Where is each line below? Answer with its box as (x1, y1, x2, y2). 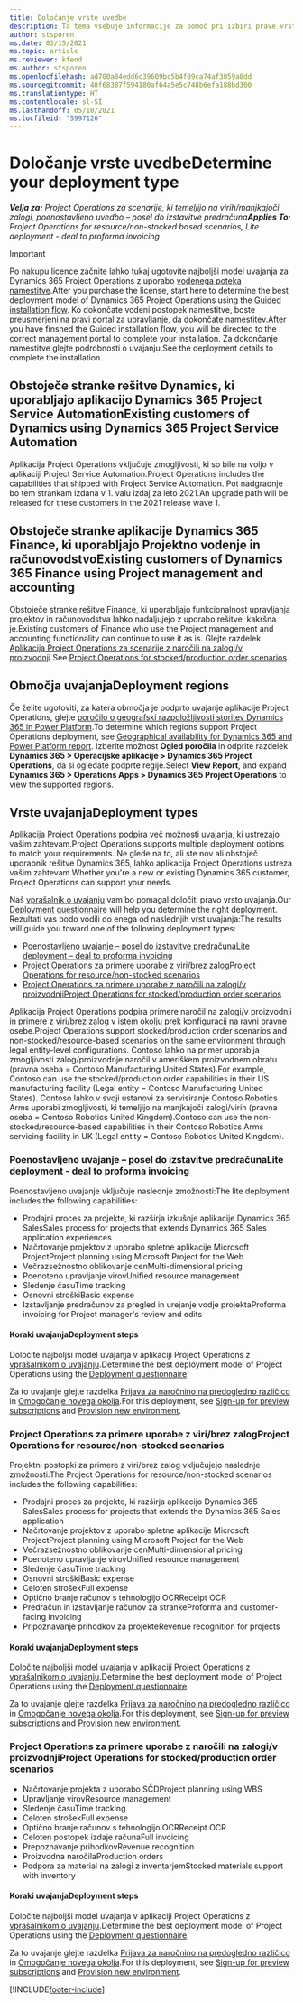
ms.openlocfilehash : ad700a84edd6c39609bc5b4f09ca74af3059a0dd (9, 72, 252, 81)
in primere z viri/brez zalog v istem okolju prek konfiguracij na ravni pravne (9, 1016, 287, 1026)
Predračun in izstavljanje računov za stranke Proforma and (22, 1602, 238, 1613)
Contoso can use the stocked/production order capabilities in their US (9, 1073, 269, 1084)
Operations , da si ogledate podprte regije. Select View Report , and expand (9, 760, 287, 771)
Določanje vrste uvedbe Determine (9, 153, 272, 173)
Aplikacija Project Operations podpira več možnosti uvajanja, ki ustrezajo (9, 828, 280, 840)
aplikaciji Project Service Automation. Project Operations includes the (9, 468, 265, 479)
